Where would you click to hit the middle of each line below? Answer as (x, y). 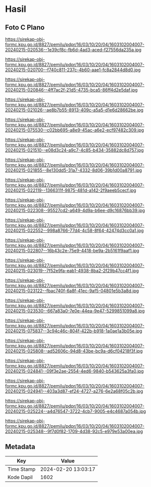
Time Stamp (22, 469)
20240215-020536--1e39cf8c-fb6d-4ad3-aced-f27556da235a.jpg (73, 50)
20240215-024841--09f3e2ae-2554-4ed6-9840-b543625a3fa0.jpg (75, 371)
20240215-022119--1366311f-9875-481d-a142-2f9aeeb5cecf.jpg (71, 190)
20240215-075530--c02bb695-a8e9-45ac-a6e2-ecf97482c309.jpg (75, 130)
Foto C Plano (25, 27)
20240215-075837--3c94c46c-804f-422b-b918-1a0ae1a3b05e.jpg (74, 331)
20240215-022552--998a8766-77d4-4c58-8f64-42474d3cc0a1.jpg (75, 230)
